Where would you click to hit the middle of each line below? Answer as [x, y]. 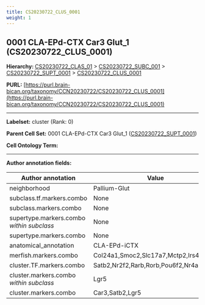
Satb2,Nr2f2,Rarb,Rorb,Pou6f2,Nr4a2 [148, 265]
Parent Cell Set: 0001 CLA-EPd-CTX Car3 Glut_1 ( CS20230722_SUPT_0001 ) [102, 134]
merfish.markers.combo [44, 256]
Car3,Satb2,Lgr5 [117, 293]
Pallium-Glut [111, 188]
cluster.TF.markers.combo [47, 265]
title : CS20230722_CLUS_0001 [43, 12]
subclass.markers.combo [45, 208]
